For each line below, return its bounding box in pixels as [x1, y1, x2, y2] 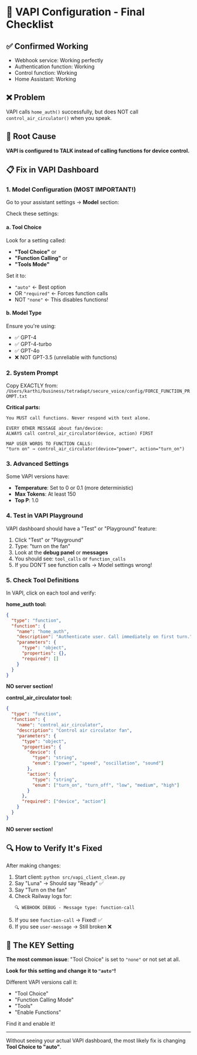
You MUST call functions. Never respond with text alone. [6, 415, 151, 421]
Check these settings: [6, 210, 59, 217]
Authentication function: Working [14, 63, 95, 70]
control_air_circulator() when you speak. [6, 114, 112, 121]
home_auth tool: [6, 600, 47, 607]
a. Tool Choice [6, 223, 42, 231]
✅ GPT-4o [14, 347, 40, 354]
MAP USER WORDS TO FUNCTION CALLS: [6, 441, 93, 447]
